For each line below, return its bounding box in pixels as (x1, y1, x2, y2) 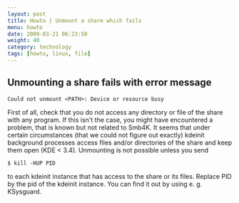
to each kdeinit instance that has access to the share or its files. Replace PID (7, 172, 232, 180)
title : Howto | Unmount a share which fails (7, 17, 142, 24)
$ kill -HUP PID (7, 160, 56, 167)
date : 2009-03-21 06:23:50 (7, 30, 88, 38)
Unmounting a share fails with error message (7, 76, 212, 89)
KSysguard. (7, 187, 41, 196)
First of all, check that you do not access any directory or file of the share (7, 108, 223, 116)
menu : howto (7, 24, 43, 31)
